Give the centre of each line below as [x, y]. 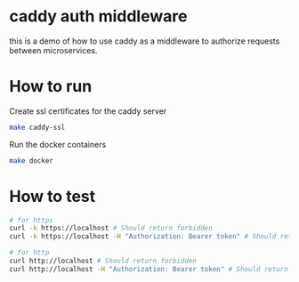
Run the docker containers [58, 144]
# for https [31, 220]
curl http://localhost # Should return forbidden [103, 261]
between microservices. [53, 50]
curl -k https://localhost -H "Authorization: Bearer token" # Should [143, 237]
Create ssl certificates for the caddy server [88, 111]
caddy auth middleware [98, 16]
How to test [53, 196]
